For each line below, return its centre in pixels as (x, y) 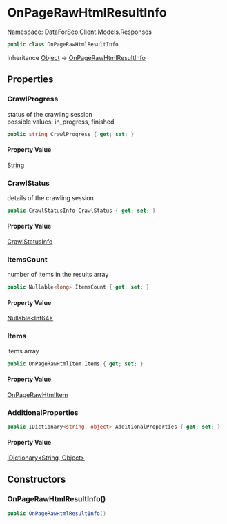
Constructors (37, 479)
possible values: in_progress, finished (61, 122)
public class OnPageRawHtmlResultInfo (63, 44)
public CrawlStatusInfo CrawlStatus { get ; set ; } (81, 211)
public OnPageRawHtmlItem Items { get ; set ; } (75, 364)
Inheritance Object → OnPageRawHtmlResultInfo (77, 57)
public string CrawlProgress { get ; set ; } (71, 134)
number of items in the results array (58, 275)
